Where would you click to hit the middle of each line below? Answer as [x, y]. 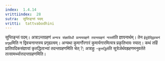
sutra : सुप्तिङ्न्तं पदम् [24, 19]
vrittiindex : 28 [23, 14]
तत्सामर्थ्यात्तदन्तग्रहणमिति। [26, 54]
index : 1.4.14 [21, 10]
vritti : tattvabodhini [30, 23]
